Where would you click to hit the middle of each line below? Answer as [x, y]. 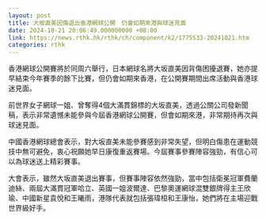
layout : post [30, 15]
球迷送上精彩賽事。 [53, 161]
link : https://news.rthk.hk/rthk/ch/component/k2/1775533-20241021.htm [129, 38]
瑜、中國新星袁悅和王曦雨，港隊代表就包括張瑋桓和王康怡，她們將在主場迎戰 [133, 198]
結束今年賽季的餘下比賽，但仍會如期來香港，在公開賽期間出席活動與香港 [133, 78]
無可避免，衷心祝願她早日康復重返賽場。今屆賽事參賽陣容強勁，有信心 [136, 152]
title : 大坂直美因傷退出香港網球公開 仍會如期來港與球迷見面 [97, 23]
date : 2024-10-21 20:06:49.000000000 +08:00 [83, 30]
